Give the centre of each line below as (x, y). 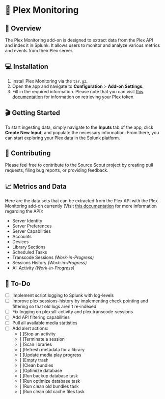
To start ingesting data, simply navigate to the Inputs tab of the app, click (79, 127)
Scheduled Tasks (30, 252)
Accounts (22, 237)
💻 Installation (27, 67)
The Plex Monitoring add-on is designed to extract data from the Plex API (79, 40)
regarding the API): (24, 211)
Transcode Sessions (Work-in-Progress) (53, 257)
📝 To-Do (18, 283)
